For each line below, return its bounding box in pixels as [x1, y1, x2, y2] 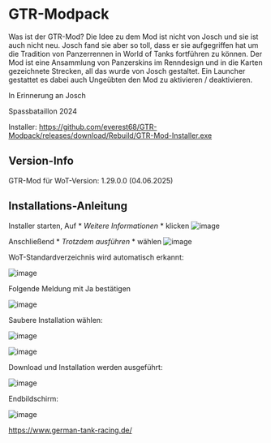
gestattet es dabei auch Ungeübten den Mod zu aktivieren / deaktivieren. [8, 75, 253, 84]
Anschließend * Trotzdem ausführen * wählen [8, 236, 162, 246]
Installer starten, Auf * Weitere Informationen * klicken [8, 221, 190, 230]
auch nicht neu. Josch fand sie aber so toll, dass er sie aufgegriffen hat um [8, 40, 259, 49]
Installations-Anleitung [8, 200, 128, 213]
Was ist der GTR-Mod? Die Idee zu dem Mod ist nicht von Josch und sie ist [8, 32, 259, 41]
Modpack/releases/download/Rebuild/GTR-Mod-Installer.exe [8, 131, 213, 140]
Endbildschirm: [8, 394, 59, 403]
